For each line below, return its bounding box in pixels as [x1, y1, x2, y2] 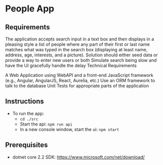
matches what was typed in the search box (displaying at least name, [5, 47, 148, 52]
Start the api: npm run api [19, 121, 72, 127]
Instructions [5, 97, 44, 106]
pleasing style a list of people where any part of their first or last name [5, 41, 150, 47]
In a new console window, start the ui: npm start [19, 126, 119, 132]
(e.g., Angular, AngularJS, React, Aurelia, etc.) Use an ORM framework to [5, 78, 155, 83]
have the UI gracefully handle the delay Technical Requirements [5, 63, 137, 68]
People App [5, 3, 54, 14]
